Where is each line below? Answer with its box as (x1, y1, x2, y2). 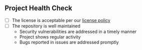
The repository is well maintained (11, 22, 80, 29)
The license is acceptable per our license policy (11, 17, 110, 23)
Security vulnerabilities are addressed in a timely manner (19, 28, 137, 34)
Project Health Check (4, 4, 72, 12)
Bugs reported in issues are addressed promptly (19, 39, 119, 45)
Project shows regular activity (19, 33, 81, 39)
